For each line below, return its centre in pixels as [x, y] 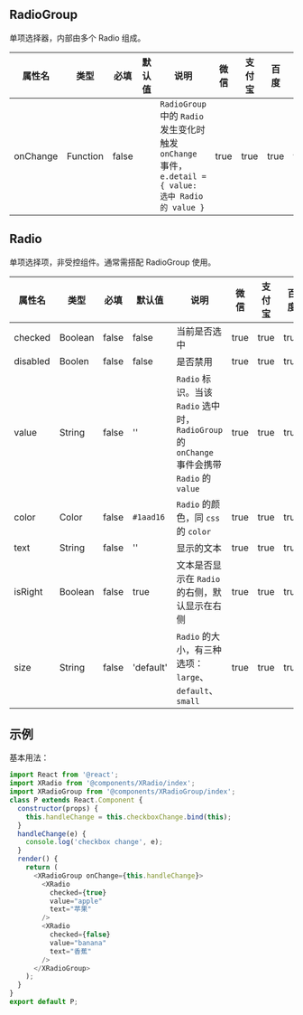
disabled [32, 361]
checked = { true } [78, 893]
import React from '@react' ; [64, 775]
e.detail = [184, 176]
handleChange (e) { [52, 834]
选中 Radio [182, 196]
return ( [42, 868]
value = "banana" [78, 943]
